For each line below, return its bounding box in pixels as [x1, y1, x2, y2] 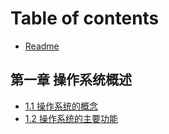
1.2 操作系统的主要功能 [24, 112, 118, 124]
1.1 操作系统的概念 [24, 100, 98, 112]
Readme [24, 40, 60, 52]
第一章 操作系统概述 [10, 72, 132, 89]
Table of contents [10, 7, 160, 30]
